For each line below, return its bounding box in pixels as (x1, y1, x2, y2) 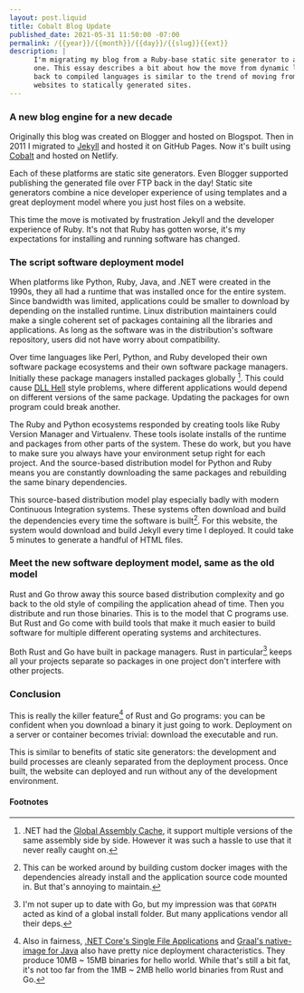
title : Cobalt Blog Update (9, 22, 111, 31)
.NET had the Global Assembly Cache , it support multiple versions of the (22, 825, 293, 835)
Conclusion (9, 688, 62, 701)
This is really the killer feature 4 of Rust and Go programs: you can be (9, 708, 265, 721)
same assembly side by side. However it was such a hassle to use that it (22, 835, 292, 845)
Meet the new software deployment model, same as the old (9, 557, 275, 569)
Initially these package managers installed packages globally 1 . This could (9, 371, 285, 383)
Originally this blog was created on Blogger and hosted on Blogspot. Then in (9, 130, 294, 141)
